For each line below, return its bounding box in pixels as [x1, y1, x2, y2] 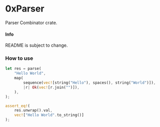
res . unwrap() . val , [14, 108, 53, 113]
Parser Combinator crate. [5, 20, 58, 26]
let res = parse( [5, 66, 42, 71]
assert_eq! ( [5, 103, 30, 108]
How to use [5, 55, 34, 62]
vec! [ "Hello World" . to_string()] [14, 112, 84, 118]
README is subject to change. [5, 42, 68, 48]
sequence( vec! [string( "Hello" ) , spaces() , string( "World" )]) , [23, 80, 156, 85]
